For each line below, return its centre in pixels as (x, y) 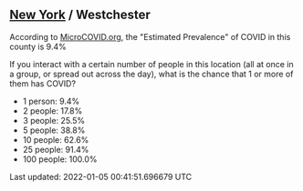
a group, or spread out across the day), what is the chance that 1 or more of (151, 74)
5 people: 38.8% (54, 130)
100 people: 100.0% (60, 159)
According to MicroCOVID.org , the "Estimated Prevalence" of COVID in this (150, 36)
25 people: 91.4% (56, 149)
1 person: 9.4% (51, 101)
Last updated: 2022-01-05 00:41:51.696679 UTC (101, 176)
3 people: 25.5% (53, 120)
